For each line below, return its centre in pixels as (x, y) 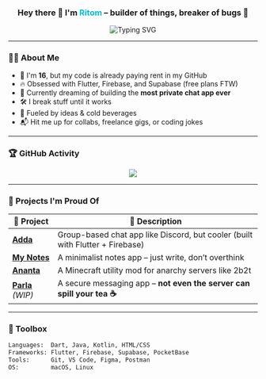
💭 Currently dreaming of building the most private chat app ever (125, 92)
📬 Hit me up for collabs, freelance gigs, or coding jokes (111, 121)
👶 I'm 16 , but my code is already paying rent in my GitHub (113, 75)
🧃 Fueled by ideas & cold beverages (78, 113)
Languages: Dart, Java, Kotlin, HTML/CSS (79, 345)
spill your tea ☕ (87, 294)
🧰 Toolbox (28, 329)
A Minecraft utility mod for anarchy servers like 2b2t (154, 270)
